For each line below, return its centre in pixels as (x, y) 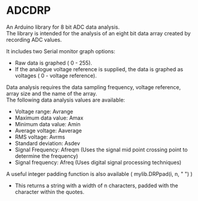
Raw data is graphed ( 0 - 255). (54, 63)
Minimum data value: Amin (48, 124)
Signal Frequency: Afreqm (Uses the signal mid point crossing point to (101, 150)
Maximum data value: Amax (49, 118)
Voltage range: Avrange (44, 111)
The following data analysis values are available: (66, 100)
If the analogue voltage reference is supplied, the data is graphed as (99, 69)
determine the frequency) (46, 156)
